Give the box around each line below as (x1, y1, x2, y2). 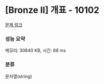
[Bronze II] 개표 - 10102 (5, 4, 100, 16)
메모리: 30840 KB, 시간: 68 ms (5, 47, 66, 53)
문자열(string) (5, 73, 32, 79)
